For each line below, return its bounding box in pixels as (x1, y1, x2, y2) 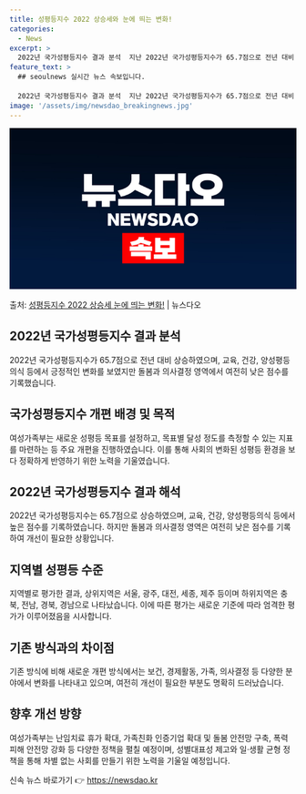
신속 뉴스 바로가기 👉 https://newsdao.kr (9, 774, 158, 785)
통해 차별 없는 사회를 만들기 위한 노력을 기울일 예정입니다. (25, 755, 230, 766)
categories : (9, 24, 55, 34)
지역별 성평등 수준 (9, 562, 104, 577)
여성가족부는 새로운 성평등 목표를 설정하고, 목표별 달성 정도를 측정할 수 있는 (9, 433, 277, 443)
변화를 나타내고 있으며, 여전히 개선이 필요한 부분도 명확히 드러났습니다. (33, 677, 284, 688)
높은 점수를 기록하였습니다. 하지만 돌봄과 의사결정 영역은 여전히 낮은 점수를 (9, 522, 275, 533)
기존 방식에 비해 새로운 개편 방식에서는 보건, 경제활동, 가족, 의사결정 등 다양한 (9, 666, 284, 677)
